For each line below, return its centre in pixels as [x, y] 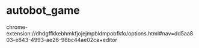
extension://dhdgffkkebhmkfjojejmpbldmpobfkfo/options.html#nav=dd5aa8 [100, 33]
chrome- [17, 27]
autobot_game [43, 10]
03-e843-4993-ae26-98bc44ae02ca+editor [62, 40]
